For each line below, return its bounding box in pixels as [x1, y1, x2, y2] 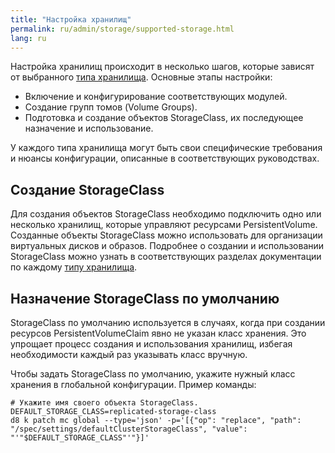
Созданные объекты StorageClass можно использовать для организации [10, 229, 323, 241]
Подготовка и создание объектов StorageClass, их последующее [24, 112, 304, 124]
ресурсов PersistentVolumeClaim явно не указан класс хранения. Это [10, 327, 307, 339]
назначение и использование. [24, 122, 154, 135]
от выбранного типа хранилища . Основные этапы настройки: [10, 71, 273, 83]
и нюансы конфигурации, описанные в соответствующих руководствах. [10, 152, 320, 165]
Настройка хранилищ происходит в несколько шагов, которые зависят [10, 61, 315, 73]
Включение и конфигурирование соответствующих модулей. [24, 91, 288, 103]
